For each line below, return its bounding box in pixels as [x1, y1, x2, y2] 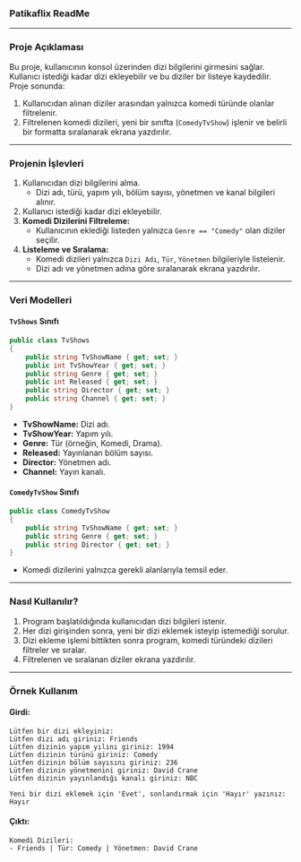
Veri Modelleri [9, 294, 73, 306]
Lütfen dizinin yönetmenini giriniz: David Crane [9, 765, 199, 775]
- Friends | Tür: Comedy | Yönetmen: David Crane [9, 843, 199, 853]
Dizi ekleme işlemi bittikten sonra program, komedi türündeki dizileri [21, 634, 273, 645]
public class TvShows [9, 336, 90, 345]
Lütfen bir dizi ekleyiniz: [9, 727, 115, 736]
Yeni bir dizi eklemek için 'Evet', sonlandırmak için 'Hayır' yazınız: [9, 789, 287, 798]
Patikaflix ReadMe [9, 7, 90, 20]
